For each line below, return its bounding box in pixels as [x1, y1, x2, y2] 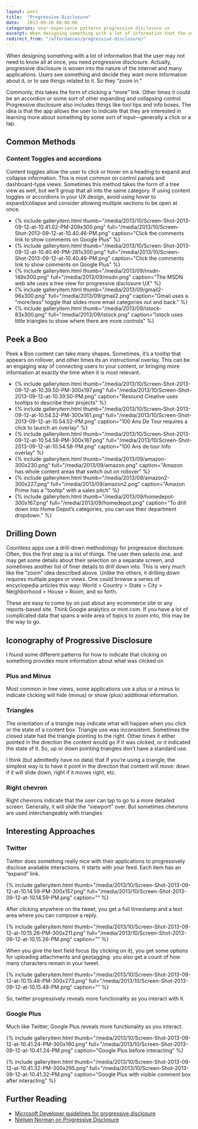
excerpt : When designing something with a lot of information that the [6, 31, 186, 37]
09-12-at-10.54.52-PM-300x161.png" [14, 411, 105, 418]
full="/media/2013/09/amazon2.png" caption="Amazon [50, 480, 186, 487]
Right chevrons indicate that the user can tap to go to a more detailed [6, 797, 175, 804]
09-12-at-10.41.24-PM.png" [6, 1047, 74, 1054]
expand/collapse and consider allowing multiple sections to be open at [6, 199, 178, 206]
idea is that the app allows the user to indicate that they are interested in [6, 107, 181, 114]
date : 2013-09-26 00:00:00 [6, 19, 78, 25]
